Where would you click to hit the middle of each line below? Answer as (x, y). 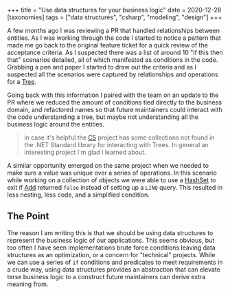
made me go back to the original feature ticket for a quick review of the (107, 45)
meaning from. (28, 284)
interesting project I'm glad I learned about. (85, 152)
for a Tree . (22, 81)
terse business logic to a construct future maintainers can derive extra (106, 276)
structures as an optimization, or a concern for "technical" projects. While (111, 254)
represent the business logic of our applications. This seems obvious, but (111, 240)
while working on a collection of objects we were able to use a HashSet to (112, 180)
